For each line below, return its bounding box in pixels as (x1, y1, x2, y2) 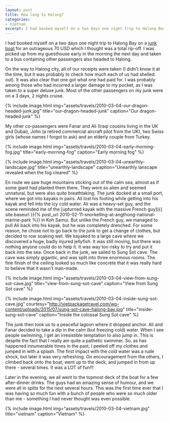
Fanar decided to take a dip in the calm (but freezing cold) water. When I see (5, 327, 164, 333)
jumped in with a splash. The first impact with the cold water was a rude (5, 348, 154, 354)
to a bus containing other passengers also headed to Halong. (5, 56, 132, 62)
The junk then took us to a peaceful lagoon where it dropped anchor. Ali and (5, 321, 163, 327)
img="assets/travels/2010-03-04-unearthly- (53, 159, 145, 165)
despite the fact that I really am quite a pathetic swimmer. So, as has (5, 338, 147, 344)
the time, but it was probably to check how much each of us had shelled (5, 71, 155, 77)
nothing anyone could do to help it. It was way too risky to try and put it (5, 244, 153, 250)
